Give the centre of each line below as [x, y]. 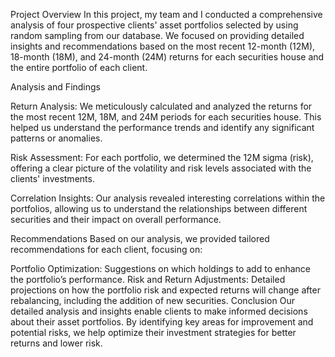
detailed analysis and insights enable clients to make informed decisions [159, 311]
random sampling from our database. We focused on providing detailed [157, 35]
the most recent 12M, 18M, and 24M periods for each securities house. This [166, 117]
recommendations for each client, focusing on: [106, 249]
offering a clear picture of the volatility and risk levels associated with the [161, 168]
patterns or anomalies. [56, 138]
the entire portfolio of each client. [79, 67]
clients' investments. [52, 178]
